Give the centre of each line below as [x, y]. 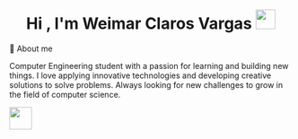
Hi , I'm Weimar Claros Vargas [140, 24]
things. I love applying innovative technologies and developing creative [140, 75]
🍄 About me [31, 48]
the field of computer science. [65, 94]
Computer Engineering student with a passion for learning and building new [149, 65]
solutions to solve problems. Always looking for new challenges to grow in [146, 84]
